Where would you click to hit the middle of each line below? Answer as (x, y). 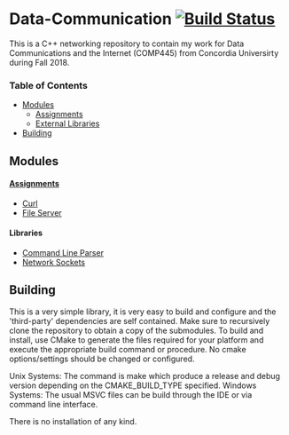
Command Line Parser (63, 253)
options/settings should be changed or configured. (102, 359)
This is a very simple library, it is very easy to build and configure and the (143, 312)
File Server (42, 212)
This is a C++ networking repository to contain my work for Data (127, 43)
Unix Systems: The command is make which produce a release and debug (145, 376)
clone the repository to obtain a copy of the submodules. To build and (137, 330)
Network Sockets (54, 263)
